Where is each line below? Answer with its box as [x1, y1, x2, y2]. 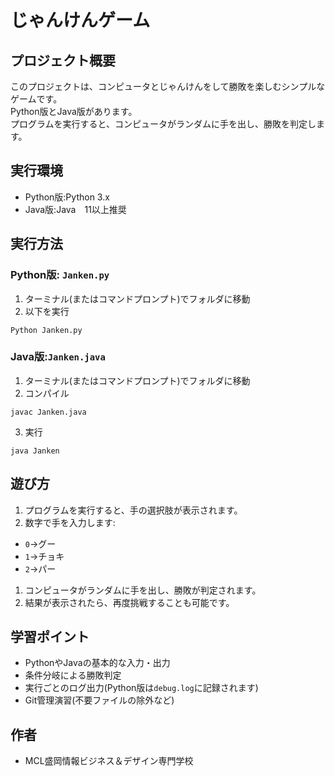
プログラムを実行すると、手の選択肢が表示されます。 [24, 504, 243, 516]
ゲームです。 [10, 93, 63, 105]
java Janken [10, 446, 60, 456]
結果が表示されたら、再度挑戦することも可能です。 [24, 596, 235, 608]
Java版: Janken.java [10, 350, 106, 364]
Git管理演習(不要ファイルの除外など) [24, 694, 175, 706]
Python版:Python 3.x [24, 191, 110, 203]
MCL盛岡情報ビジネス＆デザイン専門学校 [24, 755, 194, 767]
